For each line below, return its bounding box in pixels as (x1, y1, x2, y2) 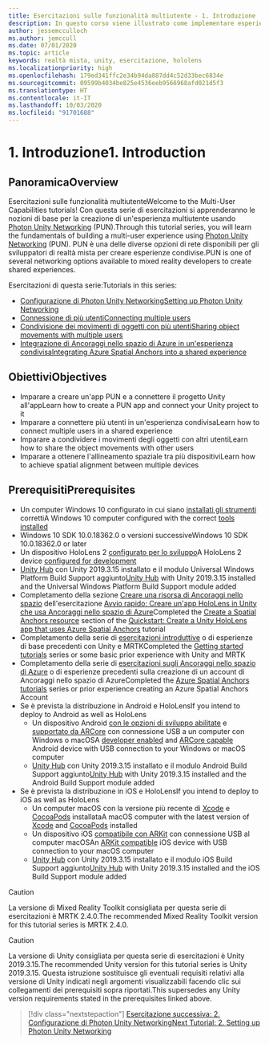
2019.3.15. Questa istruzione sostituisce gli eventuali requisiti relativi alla (8, 968, 245, 977)
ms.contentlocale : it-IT (8, 94, 91, 102)
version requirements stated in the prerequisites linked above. (8, 993, 212, 1003)
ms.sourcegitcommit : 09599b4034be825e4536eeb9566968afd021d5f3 (8, 79, 224, 87)
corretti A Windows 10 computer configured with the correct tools (19, 513, 235, 523)
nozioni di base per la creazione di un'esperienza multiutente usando (8, 214, 236, 223)
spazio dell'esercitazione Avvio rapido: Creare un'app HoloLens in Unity (19, 598, 258, 608)
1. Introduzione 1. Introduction (8, 144, 207, 161)
